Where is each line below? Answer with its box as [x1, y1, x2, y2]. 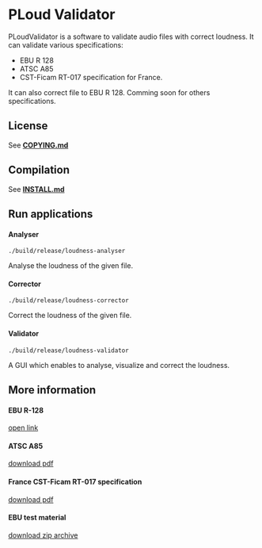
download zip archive [8, 530, 78, 540]
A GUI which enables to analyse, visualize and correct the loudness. [8, 360, 230, 370]
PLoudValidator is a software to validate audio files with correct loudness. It [8, 32, 255, 41]
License [8, 119, 48, 132]
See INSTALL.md [8, 184, 65, 194]
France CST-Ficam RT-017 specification [8, 477, 142, 486]
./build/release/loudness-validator [8, 347, 129, 354]
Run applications [8, 207, 93, 220]
